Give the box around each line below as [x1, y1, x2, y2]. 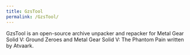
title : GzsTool [6, 8, 43, 14]
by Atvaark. [6, 42, 34, 49]
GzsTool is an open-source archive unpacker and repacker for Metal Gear [6, 30, 184, 36]
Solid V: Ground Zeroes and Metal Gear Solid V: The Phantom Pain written [6, 36, 184, 43]
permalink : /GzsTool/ [6, 14, 59, 20]
